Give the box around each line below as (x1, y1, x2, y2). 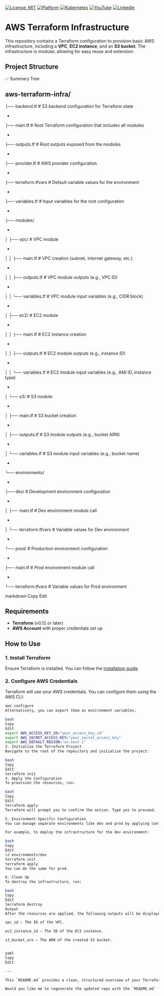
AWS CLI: (5, 694, 24, 700)
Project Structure (5, 63, 59, 71)
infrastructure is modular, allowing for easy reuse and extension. (5, 48, 135, 54)
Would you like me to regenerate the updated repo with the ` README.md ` (5, 986, 156, 992)
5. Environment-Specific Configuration (5, 817, 86, 821)
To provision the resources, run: (5, 780, 76, 786)
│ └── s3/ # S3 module (5, 393, 53, 399)
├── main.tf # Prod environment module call (5, 564, 95, 570)
